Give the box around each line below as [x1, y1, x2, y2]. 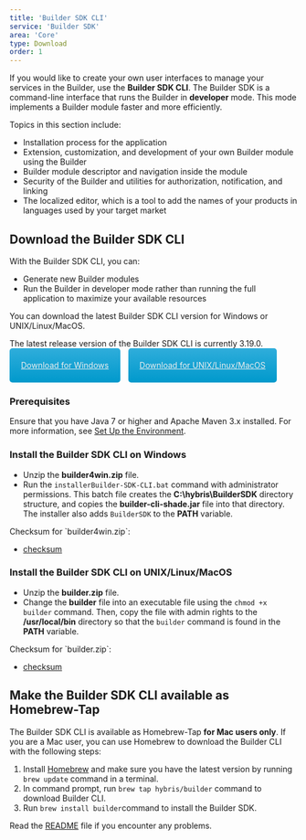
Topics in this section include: [9, 120, 121, 131]
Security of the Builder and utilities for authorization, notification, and [22, 175, 283, 187]
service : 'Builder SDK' [9, 22, 100, 31]
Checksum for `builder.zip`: [9, 643, 112, 654]
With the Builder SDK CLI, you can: [9, 255, 140, 266]
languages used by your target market [22, 205, 167, 216]
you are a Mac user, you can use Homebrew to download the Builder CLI [9, 736, 282, 747]
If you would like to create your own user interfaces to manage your [9, 72, 265, 83]
